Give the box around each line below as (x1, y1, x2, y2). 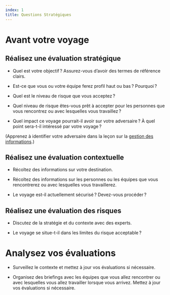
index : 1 (5, 7, 24, 13)
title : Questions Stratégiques (5, 12, 72, 17)
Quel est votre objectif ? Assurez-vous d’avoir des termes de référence (12, 68, 161, 74)
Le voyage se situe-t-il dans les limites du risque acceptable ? (12, 230, 142, 236)
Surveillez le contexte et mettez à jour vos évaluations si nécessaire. (12, 265, 156, 271)
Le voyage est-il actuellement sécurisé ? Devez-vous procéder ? (12, 191, 147, 198)
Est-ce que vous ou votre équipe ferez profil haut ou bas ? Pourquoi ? (12, 83, 157, 89)
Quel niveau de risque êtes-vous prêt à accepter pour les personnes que (12, 103, 165, 109)
